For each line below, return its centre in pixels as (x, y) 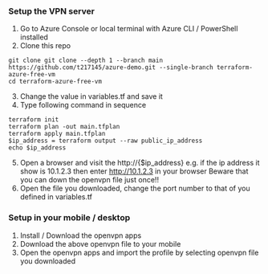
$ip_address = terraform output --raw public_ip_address (106, 141)
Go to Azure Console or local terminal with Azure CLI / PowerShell (129, 29)
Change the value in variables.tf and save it (91, 96)
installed (34, 37)
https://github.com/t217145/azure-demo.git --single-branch (111, 67)
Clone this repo (45, 46)
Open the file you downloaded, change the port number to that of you (135, 188)
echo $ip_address (37, 148)
